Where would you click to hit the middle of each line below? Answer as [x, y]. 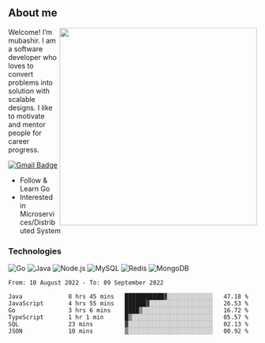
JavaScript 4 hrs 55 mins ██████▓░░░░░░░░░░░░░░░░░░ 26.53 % [128, 303]
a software [26, 49]
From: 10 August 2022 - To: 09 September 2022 [86, 283]
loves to [21, 66]
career [19, 141]
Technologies [35, 251]
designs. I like [30, 107]
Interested [36, 197]
